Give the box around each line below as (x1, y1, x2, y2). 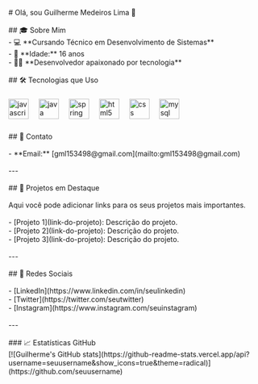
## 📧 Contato (8, 131, 53, 141)
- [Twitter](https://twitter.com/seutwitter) (8, 294, 144, 304)
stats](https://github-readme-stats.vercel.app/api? (82, 349, 250, 359)
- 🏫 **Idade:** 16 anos (8, 49, 85, 58)
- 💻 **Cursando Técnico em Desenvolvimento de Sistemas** (8, 37, 215, 47)
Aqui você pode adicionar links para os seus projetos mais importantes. (8, 200, 246, 210)
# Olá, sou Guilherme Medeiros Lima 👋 (8, 8, 136, 17)
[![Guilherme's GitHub (8, 349, 81, 359)
